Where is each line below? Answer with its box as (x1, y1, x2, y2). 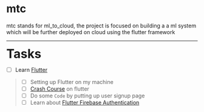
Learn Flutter (15, 66, 47, 73)
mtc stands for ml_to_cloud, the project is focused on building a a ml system (6, 22, 196, 29)
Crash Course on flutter (30, 85, 90, 93)
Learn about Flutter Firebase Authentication (30, 99, 140, 107)
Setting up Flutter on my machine (30, 79, 114, 85)
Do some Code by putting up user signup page (30, 92, 145, 99)
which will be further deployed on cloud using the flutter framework (6, 28, 175, 35)
